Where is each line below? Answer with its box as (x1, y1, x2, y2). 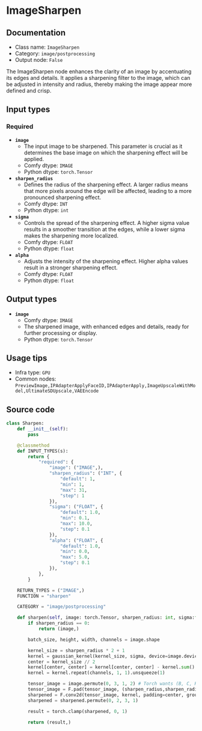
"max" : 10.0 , (60, 521, 93, 527)
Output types (6, 294, 57, 304)
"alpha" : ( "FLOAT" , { (49, 537, 103, 543)
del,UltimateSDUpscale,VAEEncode (14, 388, 99, 394)
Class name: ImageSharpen (14, 43, 80, 50)
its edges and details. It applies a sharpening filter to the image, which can (6, 75, 191, 81)
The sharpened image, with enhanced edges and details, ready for (23, 323, 189, 330)
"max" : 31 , (60, 487, 87, 493)
